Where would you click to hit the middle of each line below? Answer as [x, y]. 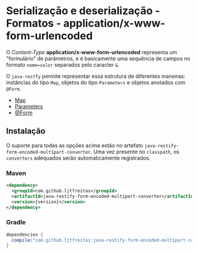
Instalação [26, 131]
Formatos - [34, 23]
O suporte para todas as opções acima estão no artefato [75, 145]
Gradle [16, 222]
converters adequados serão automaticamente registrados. [78, 158]
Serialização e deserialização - [83, 11]
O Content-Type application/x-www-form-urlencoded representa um [92, 52]
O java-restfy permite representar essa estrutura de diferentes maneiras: [96, 76]
